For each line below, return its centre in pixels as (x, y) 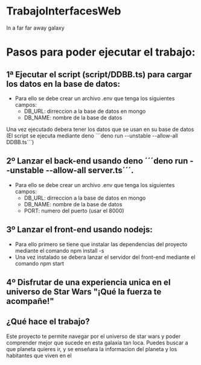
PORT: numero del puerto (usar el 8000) (74, 211)
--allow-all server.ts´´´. (90, 170)
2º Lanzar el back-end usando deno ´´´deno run (97, 161)
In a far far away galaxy (35, 28)
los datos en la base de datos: (63, 84)
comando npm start (40, 263)
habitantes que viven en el (39, 355)
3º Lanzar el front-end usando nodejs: (79, 230)
